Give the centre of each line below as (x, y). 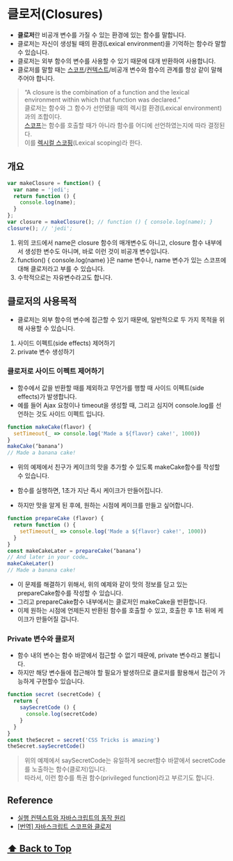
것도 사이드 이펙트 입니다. (70, 414)
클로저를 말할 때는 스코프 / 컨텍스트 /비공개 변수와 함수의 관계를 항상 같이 (113, 70)
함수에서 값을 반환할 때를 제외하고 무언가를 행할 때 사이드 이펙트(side (111, 387)
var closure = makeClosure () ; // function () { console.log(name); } (110, 222)
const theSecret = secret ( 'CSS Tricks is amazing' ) (83, 740)
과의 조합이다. (43, 116)
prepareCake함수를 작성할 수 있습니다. (70, 593)
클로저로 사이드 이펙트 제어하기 (56, 371)
